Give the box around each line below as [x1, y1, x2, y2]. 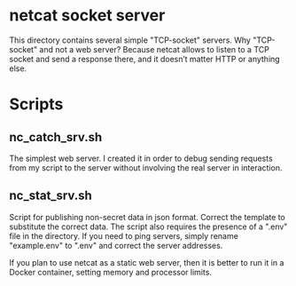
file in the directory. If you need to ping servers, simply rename [9, 230, 239, 241]
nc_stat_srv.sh [9, 188, 93, 203]
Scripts [9, 94, 64, 115]
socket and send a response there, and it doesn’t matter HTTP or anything [9, 53, 281, 64]
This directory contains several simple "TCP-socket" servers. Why [9, 35, 251, 45]
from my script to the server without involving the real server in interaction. [9, 162, 283, 173]
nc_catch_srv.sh [9, 130, 103, 145]
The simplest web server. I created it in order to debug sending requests [9, 153, 273, 163]
